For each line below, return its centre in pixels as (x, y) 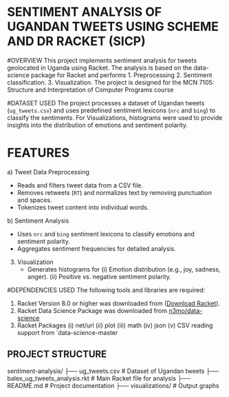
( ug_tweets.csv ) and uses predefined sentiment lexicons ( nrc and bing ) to (111, 110)
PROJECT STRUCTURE (57, 355)
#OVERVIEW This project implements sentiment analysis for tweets (102, 60)
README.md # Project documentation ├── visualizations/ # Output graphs (113, 385)
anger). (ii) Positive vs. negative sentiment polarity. (99, 276)
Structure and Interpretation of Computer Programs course (90, 90)
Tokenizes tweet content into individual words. (83, 207)
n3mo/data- (185, 310)
